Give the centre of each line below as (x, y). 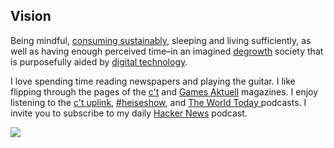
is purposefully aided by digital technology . (99, 61)
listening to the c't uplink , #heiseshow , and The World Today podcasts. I (158, 102)
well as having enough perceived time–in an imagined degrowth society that (167, 51)
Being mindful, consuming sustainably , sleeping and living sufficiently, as (161, 40)
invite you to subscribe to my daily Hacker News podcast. (129, 113)
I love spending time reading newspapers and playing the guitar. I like (153, 81)
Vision (31, 16)
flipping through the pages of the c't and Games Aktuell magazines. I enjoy (164, 91)
